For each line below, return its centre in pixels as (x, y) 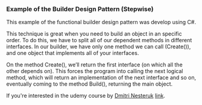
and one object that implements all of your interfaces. (73, 53)
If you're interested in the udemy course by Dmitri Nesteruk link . (86, 96)
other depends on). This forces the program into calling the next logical (95, 71)
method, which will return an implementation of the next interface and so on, (101, 78)
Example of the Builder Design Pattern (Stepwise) (80, 9)
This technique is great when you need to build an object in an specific (94, 34)
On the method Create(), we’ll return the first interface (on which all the (94, 65)
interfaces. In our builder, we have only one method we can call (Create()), (99, 46)
